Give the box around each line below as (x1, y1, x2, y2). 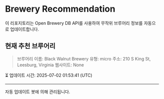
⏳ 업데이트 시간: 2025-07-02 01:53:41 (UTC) (5, 72, 93, 78)
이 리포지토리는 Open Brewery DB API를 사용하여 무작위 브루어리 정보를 (5, 20, 143, 26)
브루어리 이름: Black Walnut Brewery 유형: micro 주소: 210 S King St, (17, 56, 151, 61)
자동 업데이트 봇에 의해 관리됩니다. (5, 89, 70, 95)
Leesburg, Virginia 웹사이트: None (17, 62, 84, 68)
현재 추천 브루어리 (5, 42, 56, 50)
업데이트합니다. (10, 26, 40, 32)
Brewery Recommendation (5, 3, 116, 15)
